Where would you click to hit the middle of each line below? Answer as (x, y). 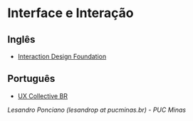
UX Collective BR (43, 96)
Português (31, 79)
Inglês (21, 40)
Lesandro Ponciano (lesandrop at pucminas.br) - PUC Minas (97, 110)
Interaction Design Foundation (62, 56)
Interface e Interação (71, 13)
